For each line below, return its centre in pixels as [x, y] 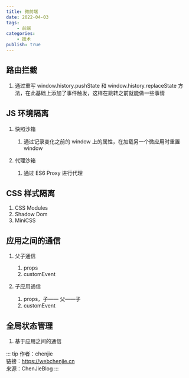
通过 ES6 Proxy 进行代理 [53, 173]
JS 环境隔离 [27, 113]
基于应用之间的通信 [38, 341]
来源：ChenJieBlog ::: [32, 369]
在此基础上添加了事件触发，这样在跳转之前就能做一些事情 [95, 93]
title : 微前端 [22, 12]
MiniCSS [25, 220]
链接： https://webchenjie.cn [40, 361]
